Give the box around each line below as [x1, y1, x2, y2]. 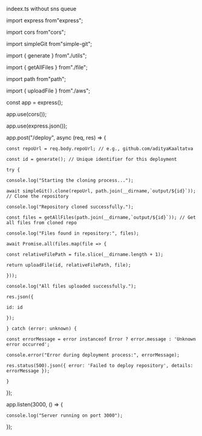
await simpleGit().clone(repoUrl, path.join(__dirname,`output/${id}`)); [6, 188, 197, 194]
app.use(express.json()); [6, 122, 68, 129]
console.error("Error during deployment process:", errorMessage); [6, 352, 180, 358]
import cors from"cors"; [6, 28, 66, 36]
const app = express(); [6, 99, 64, 106]
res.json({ [6, 294, 34, 300]
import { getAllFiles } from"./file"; [6, 63, 88, 71]
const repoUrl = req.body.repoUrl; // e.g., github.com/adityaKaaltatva [6, 146, 194, 152]
